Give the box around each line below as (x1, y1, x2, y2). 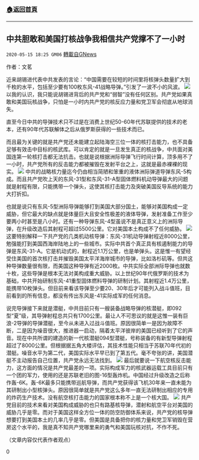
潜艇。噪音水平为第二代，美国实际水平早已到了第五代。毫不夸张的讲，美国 (6, 349, 188, 357)
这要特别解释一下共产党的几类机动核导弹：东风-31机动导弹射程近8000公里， (6, 233, 193, 240)
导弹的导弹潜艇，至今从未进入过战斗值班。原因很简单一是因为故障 (17, 320, 178, 327)
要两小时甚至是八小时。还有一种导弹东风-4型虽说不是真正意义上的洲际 (6, 218, 178, 225)
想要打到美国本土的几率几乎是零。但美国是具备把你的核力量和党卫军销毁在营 (6, 416, 193, 423)
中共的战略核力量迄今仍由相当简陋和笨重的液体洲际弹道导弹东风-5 (25, 168, 187, 175)
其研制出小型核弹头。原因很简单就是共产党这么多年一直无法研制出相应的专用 (6, 386, 193, 393)
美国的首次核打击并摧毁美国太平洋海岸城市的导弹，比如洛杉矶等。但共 (16, 255, 188, 262)
